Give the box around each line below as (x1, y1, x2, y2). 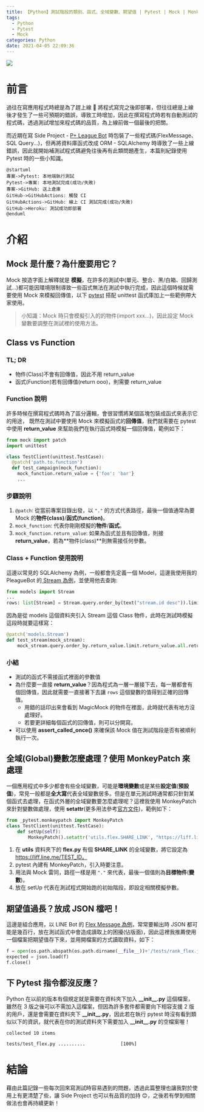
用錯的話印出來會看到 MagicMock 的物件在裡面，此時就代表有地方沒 (24, 704, 195, 711)
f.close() (6, 959, 32, 965)
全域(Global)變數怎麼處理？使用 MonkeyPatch (6, 754, 180, 764)
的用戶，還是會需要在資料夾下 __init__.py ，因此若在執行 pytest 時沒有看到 (6, 1010, 191, 1018)
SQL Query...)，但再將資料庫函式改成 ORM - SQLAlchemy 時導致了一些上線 (6, 139, 194, 147)
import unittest (6, 442, 47, 449)
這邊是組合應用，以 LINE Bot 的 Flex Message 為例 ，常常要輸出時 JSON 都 (6, 921, 192, 928)
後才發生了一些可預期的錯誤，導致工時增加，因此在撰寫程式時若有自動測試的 (6, 111, 198, 119)
